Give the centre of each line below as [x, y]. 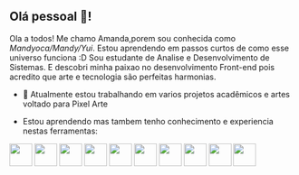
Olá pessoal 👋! [51, 17]
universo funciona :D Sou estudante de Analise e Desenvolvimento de [140, 57]
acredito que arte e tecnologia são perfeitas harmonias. [113, 77]
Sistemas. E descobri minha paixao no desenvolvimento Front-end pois [142, 67]
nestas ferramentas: [60, 131]
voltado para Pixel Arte [65, 104]
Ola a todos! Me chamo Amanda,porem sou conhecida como [123, 38]
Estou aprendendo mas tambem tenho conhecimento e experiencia [148, 121]
